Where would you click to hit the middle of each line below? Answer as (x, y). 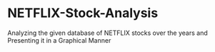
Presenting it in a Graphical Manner (59, 40)
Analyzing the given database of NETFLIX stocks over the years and (108, 33)
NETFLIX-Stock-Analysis (83, 13)
